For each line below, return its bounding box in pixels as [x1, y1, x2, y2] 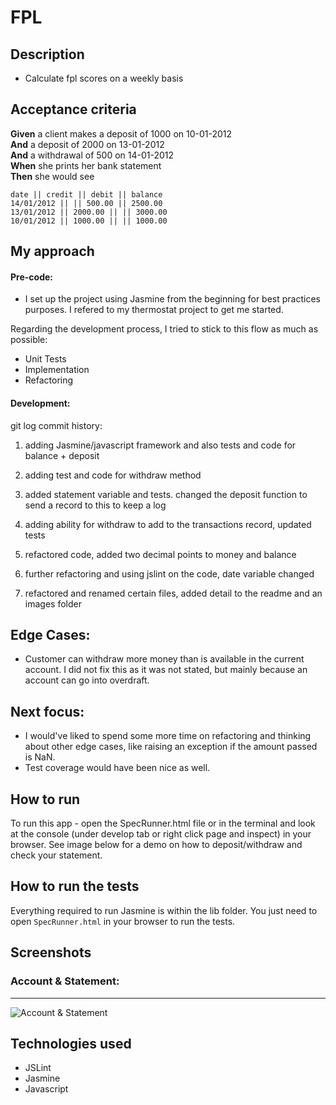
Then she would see [10, 170, 95, 182]
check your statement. [10, 849, 103, 861]
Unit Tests [24, 353, 67, 365]
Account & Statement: [10, 974, 120, 988]
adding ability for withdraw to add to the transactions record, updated [24, 518, 312, 530]
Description [10, 46, 85, 63]
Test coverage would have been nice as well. [24, 762, 211, 774]
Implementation [24, 364, 90, 376]
